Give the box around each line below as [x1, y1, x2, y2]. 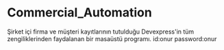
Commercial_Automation [7, 5, 152, 21]
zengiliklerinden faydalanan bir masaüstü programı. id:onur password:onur [7, 34, 217, 42]
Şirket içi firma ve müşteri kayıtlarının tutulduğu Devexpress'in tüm [7, 27, 195, 36]
